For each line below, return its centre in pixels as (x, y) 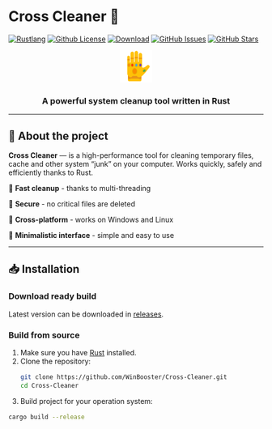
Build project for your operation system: (86, 401)
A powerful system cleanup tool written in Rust (136, 100)
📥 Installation (44, 269)
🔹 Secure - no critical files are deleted (72, 204)
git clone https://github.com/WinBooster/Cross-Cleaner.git (123, 377)
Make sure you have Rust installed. (78, 353)
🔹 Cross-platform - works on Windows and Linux (91, 220)
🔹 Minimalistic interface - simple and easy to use (91, 236)
